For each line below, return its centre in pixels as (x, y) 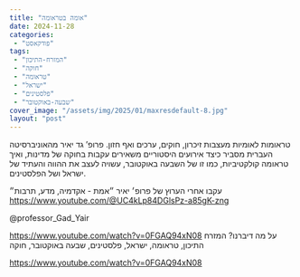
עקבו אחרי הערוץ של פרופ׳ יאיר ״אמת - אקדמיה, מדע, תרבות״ (116, 191)
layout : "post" (38, 119)
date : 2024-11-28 (42, 26)
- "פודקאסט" (33, 43)
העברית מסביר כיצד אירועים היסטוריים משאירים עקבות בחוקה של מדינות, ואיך (141, 154)
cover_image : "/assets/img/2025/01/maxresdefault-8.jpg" (119, 110)
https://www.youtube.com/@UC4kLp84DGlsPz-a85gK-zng (119, 201)
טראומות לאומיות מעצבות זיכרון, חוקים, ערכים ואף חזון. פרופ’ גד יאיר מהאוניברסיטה (150, 145)
